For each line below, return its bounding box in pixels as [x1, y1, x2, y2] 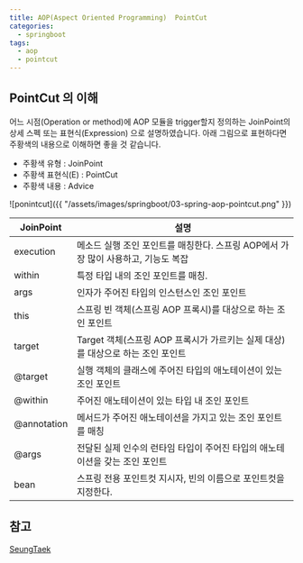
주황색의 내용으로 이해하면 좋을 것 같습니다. [9, 139, 161, 150]
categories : [9, 22, 54, 31]
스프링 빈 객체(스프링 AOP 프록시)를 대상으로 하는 [76, 303, 275, 315]
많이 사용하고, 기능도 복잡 [87, 252, 189, 265]
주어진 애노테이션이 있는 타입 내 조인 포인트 [76, 394, 250, 406]
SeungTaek [9, 543, 51, 554]
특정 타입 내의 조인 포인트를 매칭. [76, 269, 208, 282]
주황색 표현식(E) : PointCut [22, 168, 119, 180]
